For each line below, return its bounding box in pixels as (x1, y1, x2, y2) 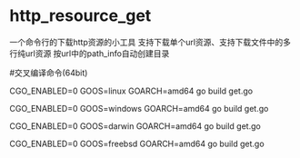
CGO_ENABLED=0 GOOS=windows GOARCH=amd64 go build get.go (9, 103, 269, 114)
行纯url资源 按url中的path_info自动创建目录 (9, 47, 170, 59)
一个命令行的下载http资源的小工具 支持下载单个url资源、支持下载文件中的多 (9, 36, 292, 47)
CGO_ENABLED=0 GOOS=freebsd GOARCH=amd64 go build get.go (9, 138, 265, 149)
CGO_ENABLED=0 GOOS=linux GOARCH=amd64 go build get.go (9, 85, 253, 96)
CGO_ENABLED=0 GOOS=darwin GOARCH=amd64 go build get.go (9, 120, 261, 132)
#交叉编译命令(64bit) (9, 67, 88, 78)
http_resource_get (9, 5, 152, 26)
